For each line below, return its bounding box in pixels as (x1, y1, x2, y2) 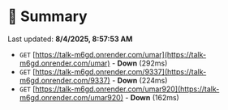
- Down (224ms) (111, 75, 168, 85)
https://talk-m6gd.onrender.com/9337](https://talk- (35, 66, 207, 76)
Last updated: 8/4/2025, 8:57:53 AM (7, 34, 133, 44)
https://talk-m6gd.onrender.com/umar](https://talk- (35, 49, 207, 59)
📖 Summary (7, 7, 88, 26)
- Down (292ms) (111, 58, 168, 68)
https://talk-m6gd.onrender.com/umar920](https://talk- (35, 84, 220, 94)
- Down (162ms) (124, 92, 179, 102)
